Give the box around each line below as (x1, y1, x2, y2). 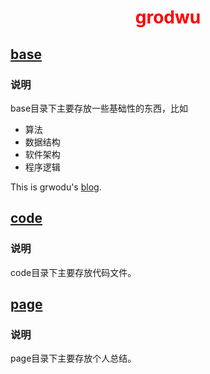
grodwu (134, 6, 202, 29)
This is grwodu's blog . (10, 181, 102, 193)
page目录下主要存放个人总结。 (10, 352, 137, 365)
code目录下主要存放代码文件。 (10, 266, 137, 278)
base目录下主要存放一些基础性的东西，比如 (10, 102, 189, 114)
